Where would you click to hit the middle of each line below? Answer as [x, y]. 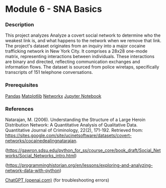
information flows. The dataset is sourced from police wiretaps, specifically [82, 67]
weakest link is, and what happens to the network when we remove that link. [83, 41]
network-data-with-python [33, 171]
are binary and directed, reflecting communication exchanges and [73, 62]
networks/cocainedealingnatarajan [41, 141]
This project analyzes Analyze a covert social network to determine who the [83, 35]
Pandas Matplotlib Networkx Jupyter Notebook [53, 96]
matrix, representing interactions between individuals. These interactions [80, 57]
